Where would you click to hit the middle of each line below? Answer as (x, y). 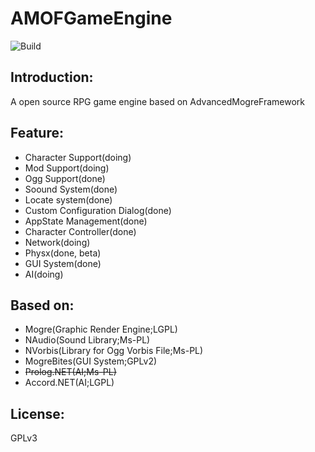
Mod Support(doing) (67, 168)
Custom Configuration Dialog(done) (98, 210)
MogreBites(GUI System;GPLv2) (91, 361)
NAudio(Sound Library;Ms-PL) (87, 340)
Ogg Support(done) (65, 178)
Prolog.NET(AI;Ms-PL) (70, 372)
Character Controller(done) (80, 231)
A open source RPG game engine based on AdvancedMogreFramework (158, 101)
